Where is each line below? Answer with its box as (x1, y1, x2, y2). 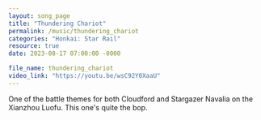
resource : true (8, 42, 60, 50)
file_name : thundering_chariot (8, 64, 114, 73)
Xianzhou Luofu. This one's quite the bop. (8, 102, 148, 112)
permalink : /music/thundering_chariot (8, 27, 139, 35)
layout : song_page (8, 11, 70, 20)
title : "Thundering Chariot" (8, 19, 107, 28)
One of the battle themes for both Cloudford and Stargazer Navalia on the (8, 94, 253, 104)
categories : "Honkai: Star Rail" (8, 34, 121, 43)
